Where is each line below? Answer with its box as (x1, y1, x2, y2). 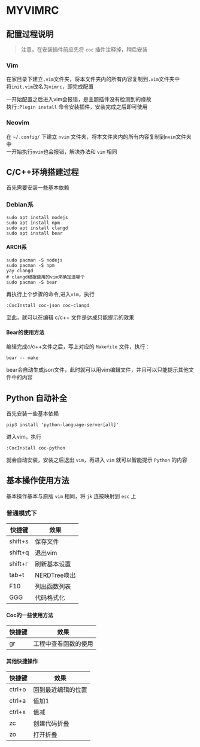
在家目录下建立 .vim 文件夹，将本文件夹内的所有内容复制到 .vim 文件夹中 (6, 75, 180, 83)
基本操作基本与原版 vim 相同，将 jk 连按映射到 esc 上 (6, 492, 137, 500)
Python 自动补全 (6, 393, 68, 403)
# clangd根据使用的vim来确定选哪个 (6, 274, 85, 280)
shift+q (9, 548, 29, 557)
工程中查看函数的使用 (33, 640, 94, 648)
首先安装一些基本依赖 (6, 409, 59, 417)
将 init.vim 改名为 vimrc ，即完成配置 (6, 83, 94, 90)
